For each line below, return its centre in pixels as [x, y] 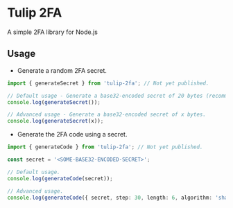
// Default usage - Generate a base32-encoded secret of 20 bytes [105, 96]
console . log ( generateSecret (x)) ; [55, 121]
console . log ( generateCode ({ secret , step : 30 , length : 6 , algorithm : [110, 198]
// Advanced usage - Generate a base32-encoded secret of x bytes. [107, 115]
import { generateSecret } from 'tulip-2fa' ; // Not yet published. [108, 83]
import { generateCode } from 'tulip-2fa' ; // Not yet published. [105, 147]
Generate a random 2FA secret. [62, 70]
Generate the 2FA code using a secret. [72, 135]
